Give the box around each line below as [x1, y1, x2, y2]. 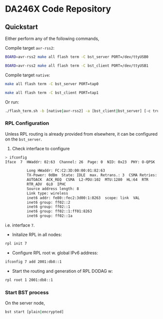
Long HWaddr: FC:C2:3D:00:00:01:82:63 [26, 168, 105, 173]
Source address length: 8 [26, 186, 79, 191]
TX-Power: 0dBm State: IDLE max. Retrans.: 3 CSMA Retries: [26, 173, 158, 178]
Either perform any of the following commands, [5, 35, 99, 41]
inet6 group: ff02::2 [26, 200, 70, 205]
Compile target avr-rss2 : [5, 45, 55, 51]
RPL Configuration [5, 120, 49, 127]
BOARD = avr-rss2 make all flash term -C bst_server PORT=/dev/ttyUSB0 [5, 54, 149, 59]
